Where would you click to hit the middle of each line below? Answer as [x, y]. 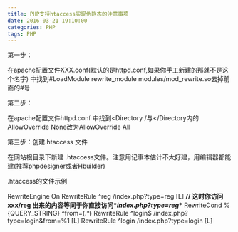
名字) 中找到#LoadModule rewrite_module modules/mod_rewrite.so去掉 [119, 79]
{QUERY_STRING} [34, 213]
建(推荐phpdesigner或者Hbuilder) [56, 166]
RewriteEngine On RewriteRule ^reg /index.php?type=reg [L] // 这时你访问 [115, 196]
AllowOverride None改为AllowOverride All [69, 127]
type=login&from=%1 [38, 221]
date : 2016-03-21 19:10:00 [47, 21]
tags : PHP [22, 34]
